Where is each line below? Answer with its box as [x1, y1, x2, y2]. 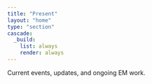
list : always [20, 43, 58, 50]
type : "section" [7, 23, 55, 30]
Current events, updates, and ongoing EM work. [7, 68, 146, 77]
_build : [13, 36, 36, 43]
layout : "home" [7, 17, 52, 24]
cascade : [7, 29, 33, 37]
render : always [20, 50, 64, 57]
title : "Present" [7, 10, 58, 17]
